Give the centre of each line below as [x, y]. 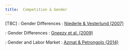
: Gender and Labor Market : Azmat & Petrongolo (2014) [62, 42]
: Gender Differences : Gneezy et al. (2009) [49, 33]
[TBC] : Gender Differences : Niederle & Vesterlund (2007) [64, 23]
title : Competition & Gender [36, 9]
